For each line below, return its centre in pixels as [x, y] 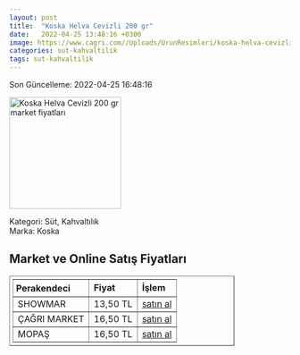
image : [21, 42]
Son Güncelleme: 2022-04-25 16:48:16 [81, 85]
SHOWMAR [42, 303]
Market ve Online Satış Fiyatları [98, 259]
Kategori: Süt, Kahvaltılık [54, 221]
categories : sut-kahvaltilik [63, 51]
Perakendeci [44, 288]
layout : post [33, 17]
